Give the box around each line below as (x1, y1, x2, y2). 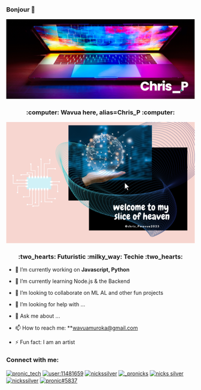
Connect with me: (6, 356, 59, 364)
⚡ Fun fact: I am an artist (14, 339, 75, 346)
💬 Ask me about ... (14, 312, 60, 319)
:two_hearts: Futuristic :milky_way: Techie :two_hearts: (17, 252, 184, 261)
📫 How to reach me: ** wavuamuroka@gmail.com (14, 324, 138, 331)
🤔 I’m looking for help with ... (14, 301, 86, 308)
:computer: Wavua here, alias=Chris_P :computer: (26, 108, 175, 116)
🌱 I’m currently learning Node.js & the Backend (14, 278, 130, 285)
